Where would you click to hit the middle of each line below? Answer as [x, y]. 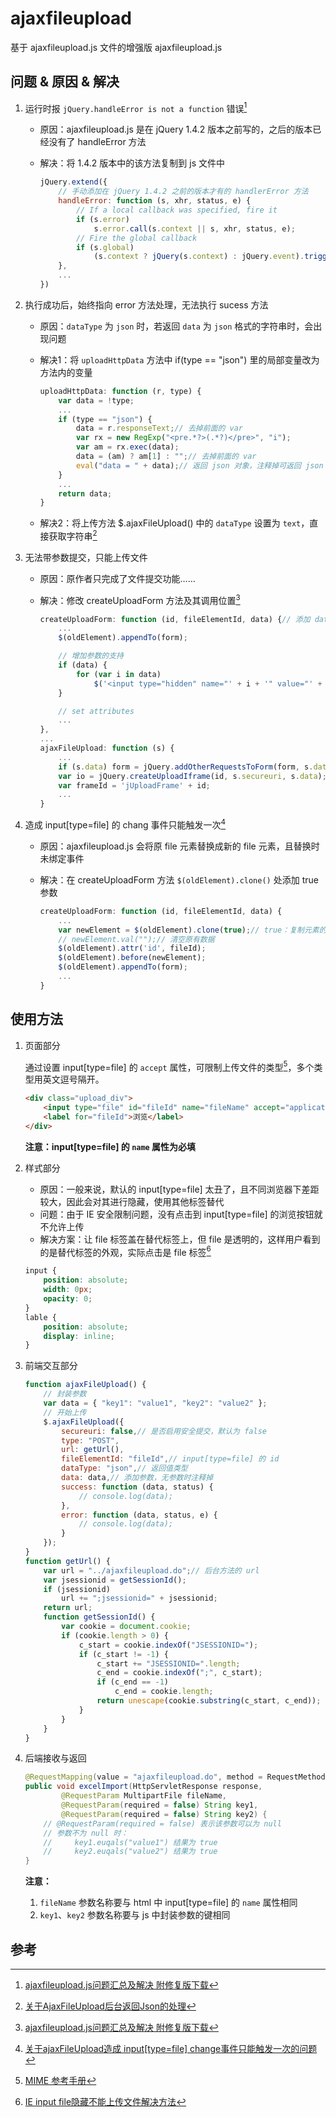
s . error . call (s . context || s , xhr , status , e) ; [194, 228]
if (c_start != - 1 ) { [123, 1654]
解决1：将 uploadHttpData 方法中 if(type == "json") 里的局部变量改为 [179, 359]
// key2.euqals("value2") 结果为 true [130, 1852]
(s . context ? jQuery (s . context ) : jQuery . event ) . [199, 257]
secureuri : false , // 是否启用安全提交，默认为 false [164, 1431]
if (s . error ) [102, 219]
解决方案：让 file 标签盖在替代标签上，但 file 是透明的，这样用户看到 [180, 1239]
